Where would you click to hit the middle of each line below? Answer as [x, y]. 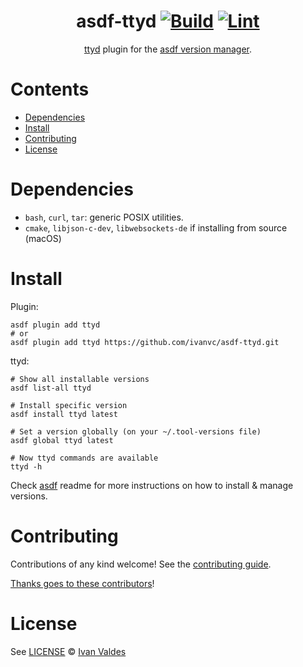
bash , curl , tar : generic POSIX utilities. [104, 217]
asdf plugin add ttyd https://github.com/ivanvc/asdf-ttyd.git [145, 342]
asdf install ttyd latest [64, 414]
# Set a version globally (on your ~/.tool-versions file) [136, 431]
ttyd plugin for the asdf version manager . [168, 49]
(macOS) [43, 238]
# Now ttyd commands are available [84, 458]
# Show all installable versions [80, 379]
